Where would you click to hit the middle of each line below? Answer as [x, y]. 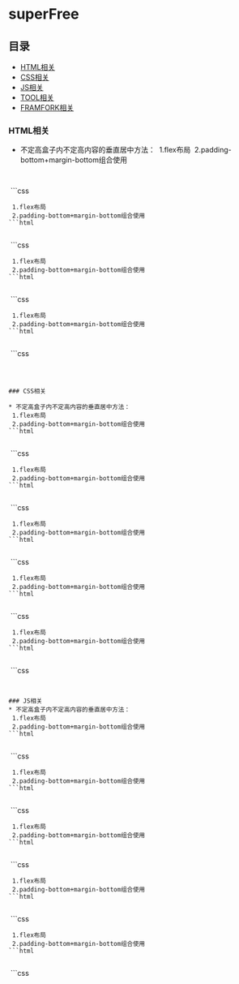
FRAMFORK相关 [47, 107]
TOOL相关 [37, 97]
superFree [44, 14]
